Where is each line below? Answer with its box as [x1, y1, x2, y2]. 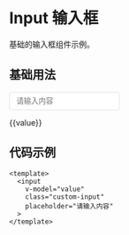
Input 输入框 [9, 8, 99, 28]
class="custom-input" [25, 192, 104, 201]
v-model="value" [25, 185, 86, 193]
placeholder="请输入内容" [25, 201, 114, 210]
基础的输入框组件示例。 [9, 39, 95, 49]
